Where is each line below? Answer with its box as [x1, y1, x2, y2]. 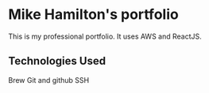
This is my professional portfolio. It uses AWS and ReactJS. [8, 32, 202, 41]
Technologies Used [8, 54, 106, 68]
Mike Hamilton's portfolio [8, 6, 179, 24]
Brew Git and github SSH [8, 75, 90, 84]
